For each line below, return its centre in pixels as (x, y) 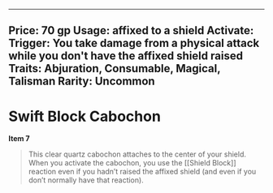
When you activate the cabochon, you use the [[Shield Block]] (132, 163)
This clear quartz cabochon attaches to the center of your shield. (137, 154)
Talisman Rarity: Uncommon (82, 81)
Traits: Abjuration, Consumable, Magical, (115, 69)
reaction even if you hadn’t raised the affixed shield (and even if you (142, 172)
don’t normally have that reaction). (86, 180)
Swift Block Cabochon (84, 116)
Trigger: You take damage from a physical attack (134, 43)
